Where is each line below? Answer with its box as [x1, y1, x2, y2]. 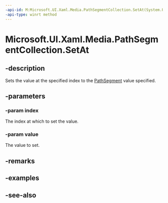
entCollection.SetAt [5, 44, 89, 56]
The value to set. [5, 142, 40, 148]
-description [5, 64, 45, 73]
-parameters [5, 92, 45, 100]
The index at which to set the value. [5, 118, 79, 124]
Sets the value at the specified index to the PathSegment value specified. [5, 77, 156, 83]
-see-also [5, 191, 36, 199]
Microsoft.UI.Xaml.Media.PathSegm [5, 34, 158, 45]
